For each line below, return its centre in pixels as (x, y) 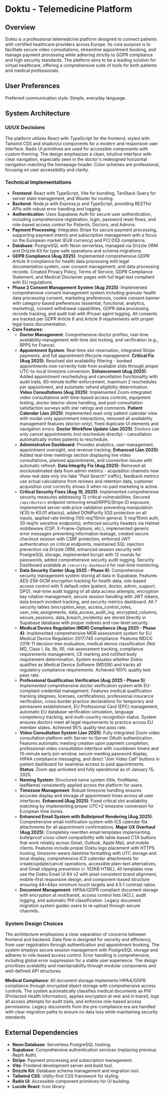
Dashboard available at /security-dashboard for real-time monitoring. (89, 565)
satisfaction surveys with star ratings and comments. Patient (81, 408)
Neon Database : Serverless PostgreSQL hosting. (62, 1044)
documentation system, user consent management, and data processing (86, 266)
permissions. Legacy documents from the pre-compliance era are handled (80, 1007)
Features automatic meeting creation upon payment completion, (84, 743)
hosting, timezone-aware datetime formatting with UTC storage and (88, 853)
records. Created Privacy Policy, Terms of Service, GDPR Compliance (82, 272)
